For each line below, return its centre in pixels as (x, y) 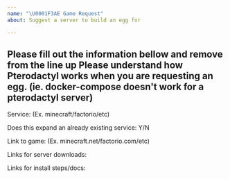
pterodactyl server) (50, 97)
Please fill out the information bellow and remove (115, 54)
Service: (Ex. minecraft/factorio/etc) (59, 114)
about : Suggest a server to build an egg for (74, 20)
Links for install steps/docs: (46, 168)
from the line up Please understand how (95, 65)
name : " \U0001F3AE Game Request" (55, 14)
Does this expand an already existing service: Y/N (78, 128)
